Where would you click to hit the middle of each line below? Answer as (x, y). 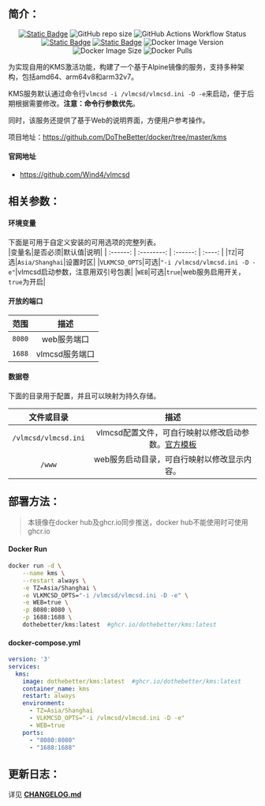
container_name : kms (56, 689)
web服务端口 (65, 339)
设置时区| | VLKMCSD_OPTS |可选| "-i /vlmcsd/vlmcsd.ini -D (157, 262)
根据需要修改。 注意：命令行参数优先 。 (77, 103)
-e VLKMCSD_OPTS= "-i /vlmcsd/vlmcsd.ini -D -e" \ (106, 595)
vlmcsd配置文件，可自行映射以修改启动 (169, 433)
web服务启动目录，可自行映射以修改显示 (169, 459)
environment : (44, 703)
